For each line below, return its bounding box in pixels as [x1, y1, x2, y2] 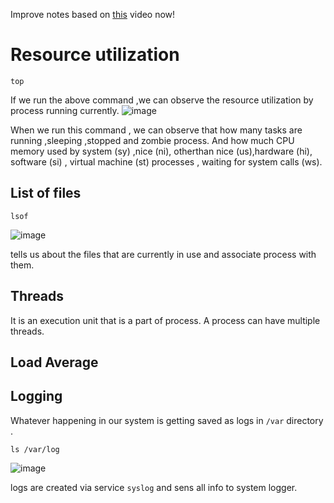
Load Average [10, 354, 99, 371]
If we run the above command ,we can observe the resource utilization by [10, 94, 314, 106]
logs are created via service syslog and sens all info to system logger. [10, 481, 298, 493]
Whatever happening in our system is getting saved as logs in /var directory [10, 414, 324, 426]
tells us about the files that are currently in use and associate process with [10, 248, 317, 260]
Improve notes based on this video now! [10, 9, 176, 20]
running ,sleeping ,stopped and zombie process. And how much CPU [10, 134, 295, 146]
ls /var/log [10, 444, 60, 454]
